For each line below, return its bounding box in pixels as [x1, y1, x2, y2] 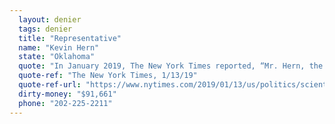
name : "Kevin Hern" [18, 42, 100, 53]
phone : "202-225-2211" [18, 98, 113, 108]
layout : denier [18, 14, 82, 25]
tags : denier [18, 24, 73, 34]
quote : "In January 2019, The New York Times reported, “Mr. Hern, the [18, 61, 324, 71]
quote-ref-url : [18, 80, 82, 90]
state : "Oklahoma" [18, 52, 96, 62]
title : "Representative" [18, 33, 122, 43]
